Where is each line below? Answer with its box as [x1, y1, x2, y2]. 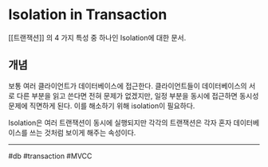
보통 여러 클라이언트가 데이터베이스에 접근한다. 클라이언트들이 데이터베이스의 [8, 81, 247, 91]
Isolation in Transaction [8, 6, 167, 24]
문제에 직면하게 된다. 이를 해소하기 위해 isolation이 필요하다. [8, 101, 195, 111]
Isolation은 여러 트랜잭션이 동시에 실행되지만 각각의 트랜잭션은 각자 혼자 [8, 118, 232, 127]
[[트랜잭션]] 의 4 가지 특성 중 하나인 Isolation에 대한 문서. [8, 33, 187, 42]
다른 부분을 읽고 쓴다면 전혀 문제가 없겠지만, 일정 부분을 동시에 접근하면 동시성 [16, 91, 259, 100]
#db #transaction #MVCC [8, 151, 93, 161]
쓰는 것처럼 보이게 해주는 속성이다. [29, 127, 136, 137]
